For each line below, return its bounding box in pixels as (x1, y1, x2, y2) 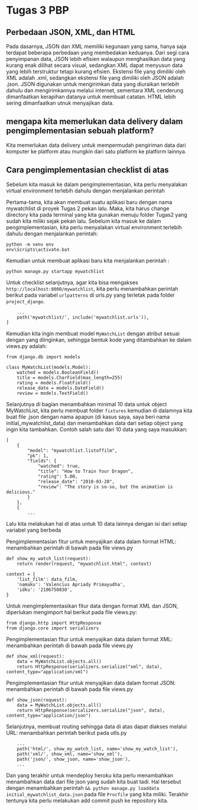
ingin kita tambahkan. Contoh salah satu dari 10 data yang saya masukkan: (6, 426, 188, 433)
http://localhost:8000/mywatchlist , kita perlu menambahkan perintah (6, 285, 178, 292)
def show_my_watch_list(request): (6, 555, 92, 561)
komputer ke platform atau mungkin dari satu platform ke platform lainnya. (6, 147, 187, 155)
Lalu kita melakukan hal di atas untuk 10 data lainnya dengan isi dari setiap (6, 520, 187, 527)
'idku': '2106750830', (17, 587, 73, 593)
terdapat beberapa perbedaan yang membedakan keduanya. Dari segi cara (6, 49, 190, 56)
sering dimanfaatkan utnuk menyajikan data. (6, 99, 114, 107)
